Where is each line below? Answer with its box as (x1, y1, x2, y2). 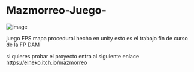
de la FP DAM (6, 41, 40, 48)
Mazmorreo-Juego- (6, 4, 107, 17)
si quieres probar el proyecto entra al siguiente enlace (6, 52, 140, 60)
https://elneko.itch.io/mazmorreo (6, 59, 87, 66)
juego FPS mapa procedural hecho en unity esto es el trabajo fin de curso (6, 35, 189, 42)
